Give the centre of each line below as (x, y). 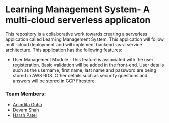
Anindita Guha (27, 105)
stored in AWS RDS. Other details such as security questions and (80, 75)
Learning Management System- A (78, 9)
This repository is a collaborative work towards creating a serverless (76, 34)
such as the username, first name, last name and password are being (84, 70)
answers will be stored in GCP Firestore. (54, 81)
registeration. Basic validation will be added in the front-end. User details (88, 65)
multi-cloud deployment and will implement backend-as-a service (74, 44)
